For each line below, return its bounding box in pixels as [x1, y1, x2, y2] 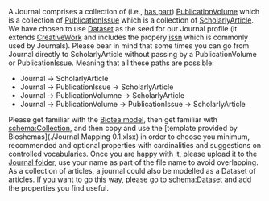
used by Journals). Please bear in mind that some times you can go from [8, 41, 250, 51]
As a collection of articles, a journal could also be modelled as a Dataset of [8, 166, 256, 175]
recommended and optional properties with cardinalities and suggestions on [8, 141, 262, 150]
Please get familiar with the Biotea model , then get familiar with [8, 115, 217, 124]
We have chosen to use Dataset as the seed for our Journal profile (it [8, 24, 238, 33]
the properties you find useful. [8, 183, 109, 192]
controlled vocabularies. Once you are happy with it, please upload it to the [8, 149, 258, 158]
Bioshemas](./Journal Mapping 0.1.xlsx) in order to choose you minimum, [8, 132, 250, 142]
